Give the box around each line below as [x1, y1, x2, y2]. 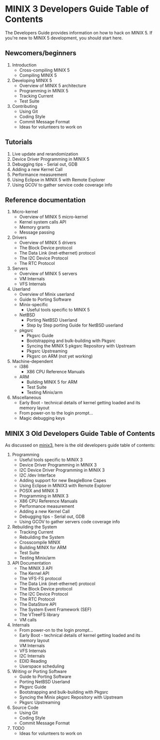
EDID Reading [19, 658, 47, 664]
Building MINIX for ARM [19, 545, 67, 551]
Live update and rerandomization [12, 151, 79, 156]
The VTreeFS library [19, 612, 60, 618]
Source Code [12, 705, 39, 710]
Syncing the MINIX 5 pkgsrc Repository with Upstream [26, 343, 136, 349]
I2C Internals [19, 653, 45, 659]
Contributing [12, 103, 37, 109]
